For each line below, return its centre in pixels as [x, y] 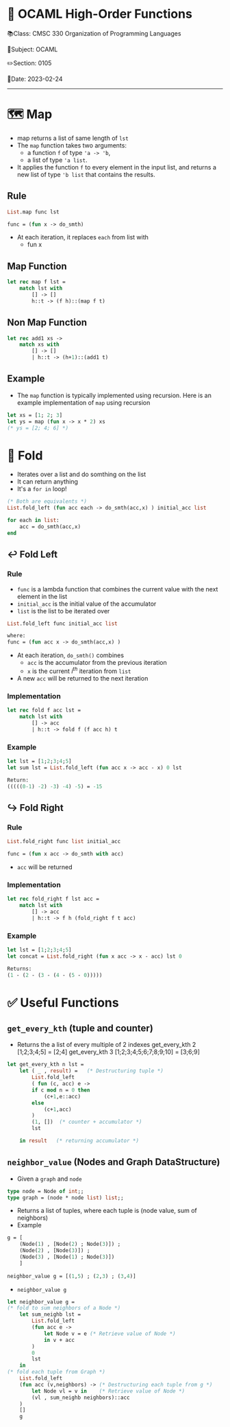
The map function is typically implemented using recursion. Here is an [114, 395]
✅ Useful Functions [63, 1003]
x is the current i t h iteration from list [79, 670]
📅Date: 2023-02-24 [35, 79]
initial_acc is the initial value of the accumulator [87, 604]
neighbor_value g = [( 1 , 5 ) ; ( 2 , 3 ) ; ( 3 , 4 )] [72, 1276]
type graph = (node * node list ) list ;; [66, 1198]
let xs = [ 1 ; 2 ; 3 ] [35, 415]
